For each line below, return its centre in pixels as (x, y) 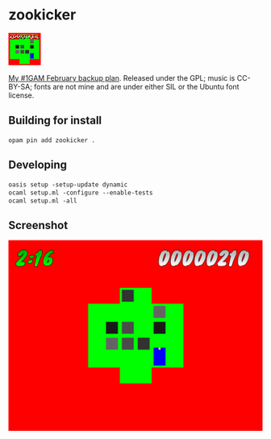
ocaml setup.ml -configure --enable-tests (81, 192)
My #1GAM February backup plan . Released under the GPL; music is (122, 77)
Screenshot (38, 225)
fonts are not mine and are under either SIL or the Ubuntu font (136, 86)
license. (21, 95)
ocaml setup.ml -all (43, 201)
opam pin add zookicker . (52, 140)
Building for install (55, 121)
